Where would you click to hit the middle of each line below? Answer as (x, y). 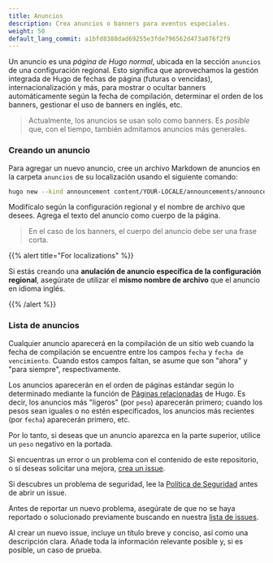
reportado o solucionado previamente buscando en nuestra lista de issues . (134, 517)
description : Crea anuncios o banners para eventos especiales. (119, 24)
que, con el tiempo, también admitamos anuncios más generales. (137, 129)
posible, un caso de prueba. (55, 550)
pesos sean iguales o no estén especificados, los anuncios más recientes (131, 410)
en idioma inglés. (37, 288)
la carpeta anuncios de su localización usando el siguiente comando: (123, 176)
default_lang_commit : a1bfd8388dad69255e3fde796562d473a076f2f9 (119, 39)
